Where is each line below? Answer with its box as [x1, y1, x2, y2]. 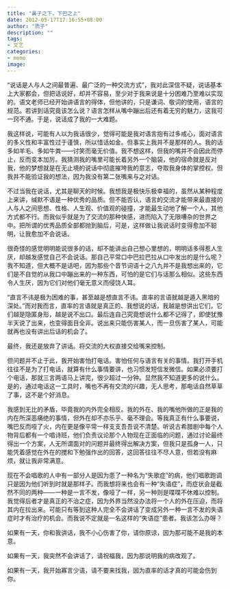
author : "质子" [7, 23, 49, 29]
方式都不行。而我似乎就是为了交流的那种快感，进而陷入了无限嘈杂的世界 [7, 212, 211, 221]
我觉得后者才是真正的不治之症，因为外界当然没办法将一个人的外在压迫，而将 [7, 497, 223, 505]
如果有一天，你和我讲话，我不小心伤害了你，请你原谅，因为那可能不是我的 [7, 528, 217, 536]
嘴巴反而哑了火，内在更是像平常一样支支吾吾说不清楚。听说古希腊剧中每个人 [7, 422, 223, 430]
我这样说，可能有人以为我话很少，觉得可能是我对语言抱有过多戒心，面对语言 [7, 129, 223, 138]
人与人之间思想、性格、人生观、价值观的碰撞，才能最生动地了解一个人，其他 [7, 203, 223, 212]
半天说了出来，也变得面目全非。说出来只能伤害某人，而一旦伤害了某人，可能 [7, 318, 223, 327]
